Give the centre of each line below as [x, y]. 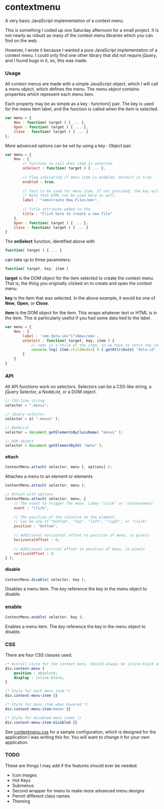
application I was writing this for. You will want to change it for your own [77, 737]
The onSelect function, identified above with [50, 241]
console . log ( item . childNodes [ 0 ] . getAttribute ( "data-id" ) [96, 350]
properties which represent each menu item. [50, 94]
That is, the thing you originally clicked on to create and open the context [79, 283]
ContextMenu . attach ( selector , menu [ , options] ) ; [59, 467]
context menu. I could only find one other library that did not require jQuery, [81, 55]
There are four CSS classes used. [39, 655]
